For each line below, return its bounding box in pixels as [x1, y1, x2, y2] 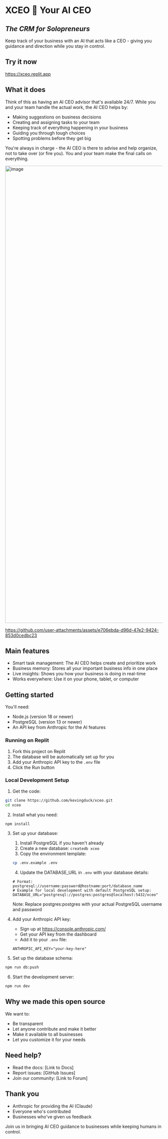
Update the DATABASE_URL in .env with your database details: [19, 870, 149, 876]
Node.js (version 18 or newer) [12, 714, 73, 720]
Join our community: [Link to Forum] [12, 1075, 88, 1081]
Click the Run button [12, 764, 55, 770]
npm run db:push [5, 965, 39, 970]
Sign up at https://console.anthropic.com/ [19, 926, 106, 932]
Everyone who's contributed [12, 1108, 71, 1114]
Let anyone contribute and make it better [12, 1026, 96, 1032]
